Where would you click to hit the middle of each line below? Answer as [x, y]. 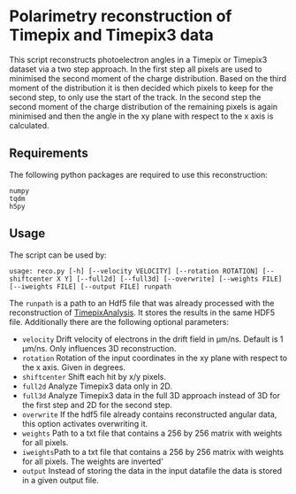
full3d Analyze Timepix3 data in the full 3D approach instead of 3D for [151, 395]
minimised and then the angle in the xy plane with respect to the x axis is [141, 116]
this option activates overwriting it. [85, 423]
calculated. [30, 125]
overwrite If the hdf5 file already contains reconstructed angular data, [149, 414]
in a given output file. [60, 480]
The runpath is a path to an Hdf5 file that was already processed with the [142, 303]
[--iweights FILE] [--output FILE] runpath [91, 286]
